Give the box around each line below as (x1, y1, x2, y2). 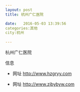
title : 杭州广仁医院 (5, 12, 44, 17)
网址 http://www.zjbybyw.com (12, 81, 74, 87)
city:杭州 (5, 30, 24, 35)
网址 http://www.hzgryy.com (12, 70, 72, 76)
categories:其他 (5, 25, 38, 30)
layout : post (5, 7, 33, 12)
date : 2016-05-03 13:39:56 (5, 21, 66, 26)
